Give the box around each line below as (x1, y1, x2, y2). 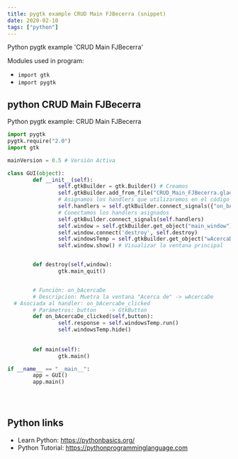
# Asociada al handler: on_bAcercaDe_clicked (13, 300, 151, 307)
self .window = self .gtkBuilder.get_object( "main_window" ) (57, 222, 233, 229)
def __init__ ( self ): (33, 176, 93, 183)
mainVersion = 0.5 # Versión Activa (7, 157, 115, 164)
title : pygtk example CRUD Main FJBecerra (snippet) (7, 10, 166, 18)
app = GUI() (33, 372, 69, 379)
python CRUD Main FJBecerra (7, 98, 142, 110)
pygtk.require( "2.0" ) (7, 137, 72, 145)
